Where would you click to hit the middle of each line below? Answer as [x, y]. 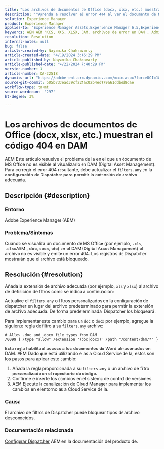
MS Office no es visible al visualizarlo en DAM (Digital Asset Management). [80, 164]
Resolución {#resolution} [44, 274]
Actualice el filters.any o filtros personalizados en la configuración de [77, 301]
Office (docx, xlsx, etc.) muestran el [79, 135]
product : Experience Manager [35, 23]
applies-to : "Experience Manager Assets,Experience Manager [68, 28]
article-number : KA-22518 [31, 74]
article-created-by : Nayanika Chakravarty [49, 50]
